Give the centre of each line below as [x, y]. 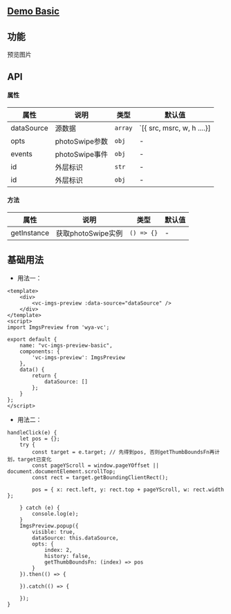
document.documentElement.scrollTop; [62, 471]
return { [45, 376]
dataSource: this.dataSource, [75, 538]
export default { [32, 339]
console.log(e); [55, 514]
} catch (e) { [40, 508]
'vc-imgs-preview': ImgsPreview [79, 357]
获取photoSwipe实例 [89, 233]
